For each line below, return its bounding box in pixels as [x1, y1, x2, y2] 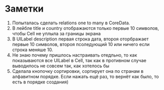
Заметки [5, 3, 44, 15]
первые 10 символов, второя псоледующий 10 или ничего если [12, 41, 150, 47]
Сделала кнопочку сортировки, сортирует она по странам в [12, 68, 144, 74]
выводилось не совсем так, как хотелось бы [12, 63, 110, 69]
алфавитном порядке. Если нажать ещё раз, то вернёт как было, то [12, 73, 159, 79]
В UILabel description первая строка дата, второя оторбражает [12, 36, 149, 42]
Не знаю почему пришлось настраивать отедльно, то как [12, 52, 138, 58]
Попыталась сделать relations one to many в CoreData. [12, 20, 130, 26]
